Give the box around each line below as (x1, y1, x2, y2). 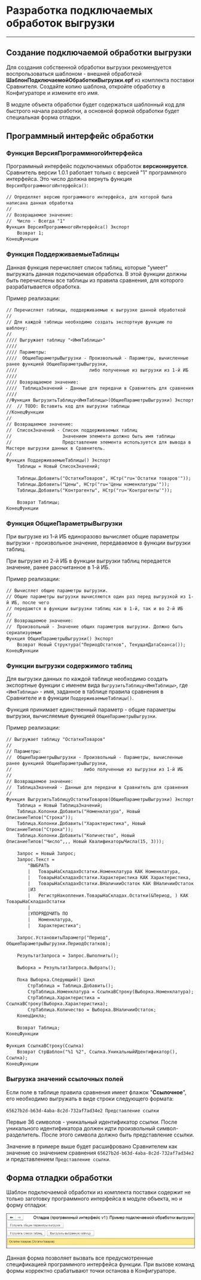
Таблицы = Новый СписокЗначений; (17, 463, 100, 469)
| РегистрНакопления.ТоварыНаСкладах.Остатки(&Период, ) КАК (28, 893, 188, 899)
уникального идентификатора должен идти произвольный (6, 1124, 156, 1132)
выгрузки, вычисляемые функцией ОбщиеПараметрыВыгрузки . (6, 713, 157, 720)
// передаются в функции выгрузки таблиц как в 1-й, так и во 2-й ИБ (6, 606, 184, 612)
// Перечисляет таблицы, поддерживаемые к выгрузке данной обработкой (6, 307, 186, 313)
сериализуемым (6, 630, 42, 636)
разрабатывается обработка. (6, 283, 81, 290)
